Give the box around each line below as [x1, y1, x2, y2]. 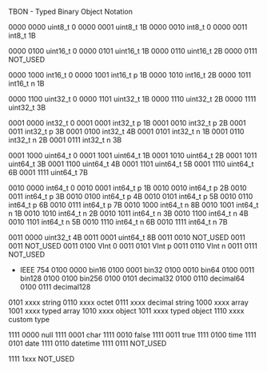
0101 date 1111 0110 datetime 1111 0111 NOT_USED [8, 339, 167, 348]
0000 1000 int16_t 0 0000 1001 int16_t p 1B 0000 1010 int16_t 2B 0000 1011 [8, 70, 252, 79]
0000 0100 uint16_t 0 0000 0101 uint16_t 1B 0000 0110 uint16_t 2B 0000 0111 [8, 46, 257, 55]
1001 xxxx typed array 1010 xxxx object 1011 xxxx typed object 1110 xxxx [8, 306, 245, 315]
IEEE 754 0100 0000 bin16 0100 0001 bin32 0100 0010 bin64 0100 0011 [19, 265, 255, 274]
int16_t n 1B [8, 79, 45, 88]
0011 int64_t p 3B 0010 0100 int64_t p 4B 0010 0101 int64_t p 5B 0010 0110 [8, 192, 253, 201]
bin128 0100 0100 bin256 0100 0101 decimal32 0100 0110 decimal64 [19, 273, 245, 283]
